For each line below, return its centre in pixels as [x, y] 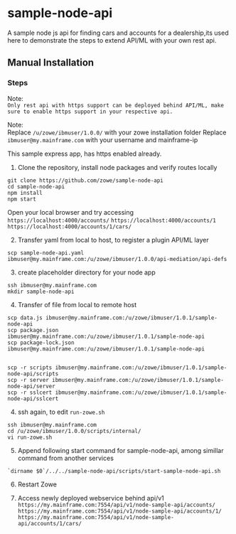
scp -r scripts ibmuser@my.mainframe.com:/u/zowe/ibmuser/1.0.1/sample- [117, 368]
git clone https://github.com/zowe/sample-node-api [85, 180]
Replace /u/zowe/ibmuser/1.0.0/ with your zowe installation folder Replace [117, 132]
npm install [25, 193]
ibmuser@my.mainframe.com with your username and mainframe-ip [103, 139]
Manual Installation [51, 63]
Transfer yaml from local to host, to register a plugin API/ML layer [113, 240]
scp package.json [33, 330]
